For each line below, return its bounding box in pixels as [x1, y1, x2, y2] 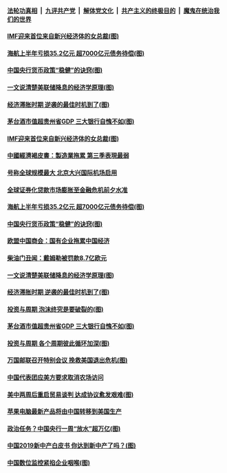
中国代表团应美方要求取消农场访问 [7, 373, 104, 382]
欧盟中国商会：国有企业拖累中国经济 [7, 236, 110, 245]
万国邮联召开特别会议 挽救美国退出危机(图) [7, 356, 128, 365]
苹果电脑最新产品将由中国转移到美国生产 [7, 407, 122, 416]
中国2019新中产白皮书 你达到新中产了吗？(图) [7, 441, 136, 450]
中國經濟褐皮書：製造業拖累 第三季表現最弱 [7, 152, 129, 160]
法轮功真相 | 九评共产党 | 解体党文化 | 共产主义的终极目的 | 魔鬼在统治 [7, 6, 214, 14]
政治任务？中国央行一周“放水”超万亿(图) [7, 424, 121, 432]
